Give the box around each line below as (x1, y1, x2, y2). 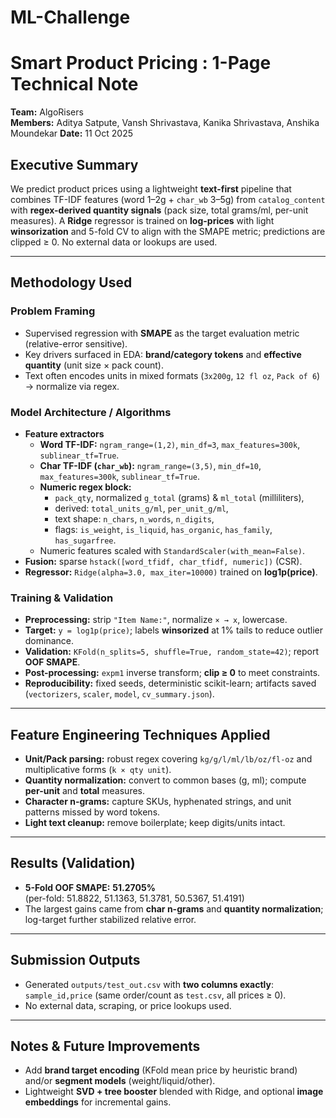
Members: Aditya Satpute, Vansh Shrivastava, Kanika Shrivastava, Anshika (10, 117, 320, 129)
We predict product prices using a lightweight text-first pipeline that (10, 182, 292, 195)
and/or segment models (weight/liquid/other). (24, 1075, 216, 1087)
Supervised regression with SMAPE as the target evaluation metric (24, 327, 300, 339)
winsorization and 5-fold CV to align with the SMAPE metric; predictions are (10, 225, 326, 237)
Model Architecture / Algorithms (10, 405, 172, 419)
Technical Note (10, 73, 139, 96)
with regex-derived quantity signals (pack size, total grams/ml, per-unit (10, 204, 309, 216)
